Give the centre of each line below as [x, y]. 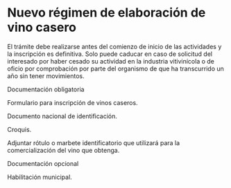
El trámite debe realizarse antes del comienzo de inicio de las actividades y [114, 46]
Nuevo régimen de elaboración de [106, 13]
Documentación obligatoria [46, 89]
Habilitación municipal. [40, 177]
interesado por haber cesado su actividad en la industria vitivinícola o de [111, 61]
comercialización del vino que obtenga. [63, 150]
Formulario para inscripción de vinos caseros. [72, 102]
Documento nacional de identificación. [62, 116]
